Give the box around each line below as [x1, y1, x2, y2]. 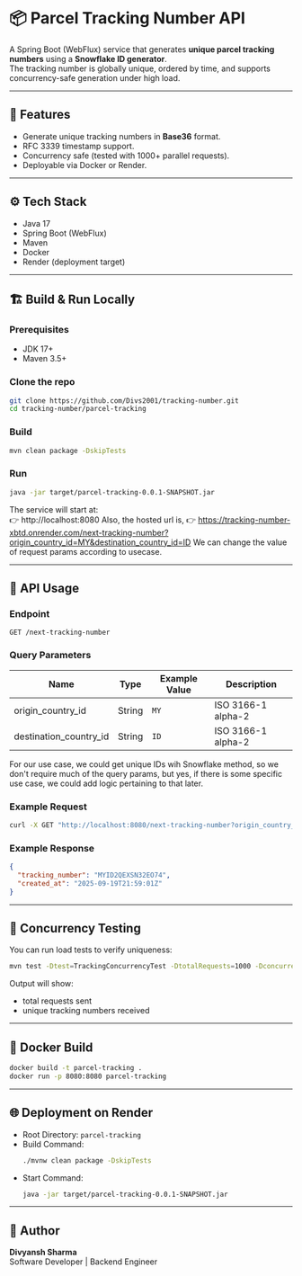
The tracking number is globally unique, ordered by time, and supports [9, 63, 271, 74]
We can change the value [192, 537, 288, 548]
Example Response [9, 842, 95, 854]
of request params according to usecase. [9, 546, 163, 557]
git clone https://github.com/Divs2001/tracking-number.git [9, 396, 240, 406]
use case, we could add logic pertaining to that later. [9, 778, 204, 789]
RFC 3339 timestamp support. [22, 140, 135, 151]
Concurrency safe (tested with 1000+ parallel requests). [22, 150, 230, 161]
